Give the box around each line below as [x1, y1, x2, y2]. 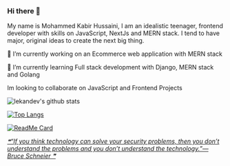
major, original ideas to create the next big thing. [7, 37, 145, 45]
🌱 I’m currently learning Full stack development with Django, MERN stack [7, 63, 214, 72]
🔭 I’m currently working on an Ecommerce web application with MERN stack [7, 50, 222, 58]
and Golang [7, 70, 40, 79]
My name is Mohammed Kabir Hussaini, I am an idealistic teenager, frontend [7, 22, 224, 30]
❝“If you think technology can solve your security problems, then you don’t [7, 137, 220, 145]
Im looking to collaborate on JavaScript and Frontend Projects [7, 84, 182, 92]
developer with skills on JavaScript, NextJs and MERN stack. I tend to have [7, 29, 220, 37]
